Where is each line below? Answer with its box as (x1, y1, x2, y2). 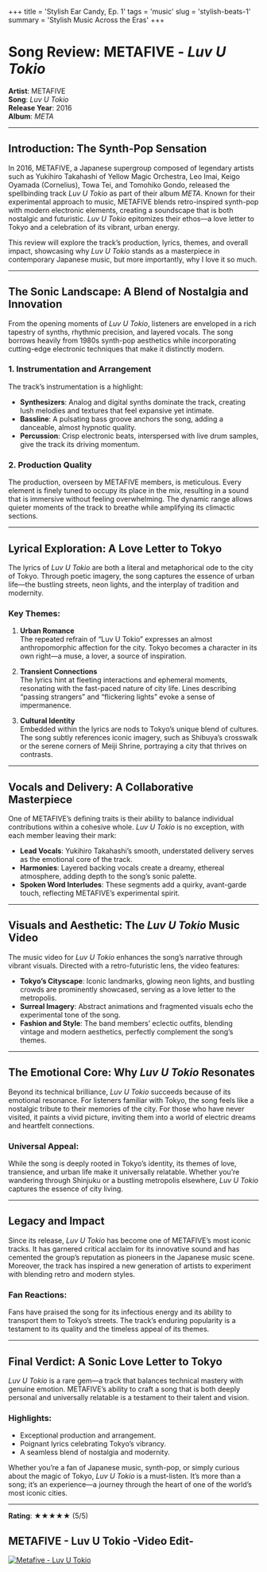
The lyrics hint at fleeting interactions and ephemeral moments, (19, 675, 228, 685)
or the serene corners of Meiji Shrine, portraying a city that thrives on (19, 741, 247, 751)
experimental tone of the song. (19, 1010, 121, 1019)
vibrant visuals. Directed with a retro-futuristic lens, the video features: (8, 961, 240, 970)
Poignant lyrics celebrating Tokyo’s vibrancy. (19, 1439, 167, 1449)
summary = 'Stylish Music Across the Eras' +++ (8, 15, 165, 25)
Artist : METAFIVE (8, 86, 66, 95)
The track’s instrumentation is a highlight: (8, 382, 143, 391)
